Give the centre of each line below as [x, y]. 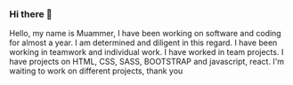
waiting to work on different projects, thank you [96, 71]
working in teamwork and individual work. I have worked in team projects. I [146, 52]
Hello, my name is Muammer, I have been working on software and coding [146, 34]
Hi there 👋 [31, 14]
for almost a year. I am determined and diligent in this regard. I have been [143, 42]
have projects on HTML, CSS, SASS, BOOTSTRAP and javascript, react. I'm [147, 62]
